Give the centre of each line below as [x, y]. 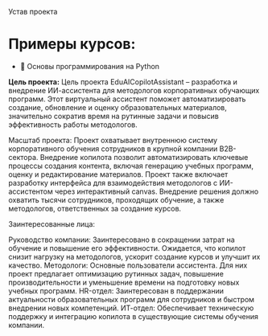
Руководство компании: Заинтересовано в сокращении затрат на [122, 240]
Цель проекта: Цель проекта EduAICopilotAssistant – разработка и [123, 82]
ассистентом [31, 191]
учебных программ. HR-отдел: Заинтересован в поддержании [116, 291]
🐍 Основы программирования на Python [89, 66]
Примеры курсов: [72, 44]
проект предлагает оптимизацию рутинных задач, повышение [116, 273]
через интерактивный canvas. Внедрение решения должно [157, 191]
